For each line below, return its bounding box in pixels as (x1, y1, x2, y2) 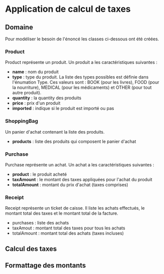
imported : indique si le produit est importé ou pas (12, 106, 114, 111)
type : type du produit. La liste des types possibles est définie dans (12, 74, 149, 80)
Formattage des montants (5, 261, 86, 270)
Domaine (5, 23, 33, 31)
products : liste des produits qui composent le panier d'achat (12, 138, 137, 144)
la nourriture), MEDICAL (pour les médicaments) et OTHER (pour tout (12, 84, 152, 90)
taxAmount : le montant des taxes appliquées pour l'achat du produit (12, 176, 153, 182)
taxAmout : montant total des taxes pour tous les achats (12, 225, 125, 231)
